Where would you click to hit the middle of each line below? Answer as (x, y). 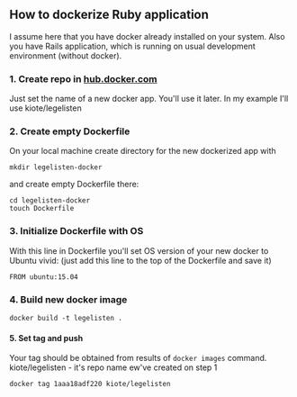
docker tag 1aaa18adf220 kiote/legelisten (90, 384)
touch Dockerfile (42, 209)
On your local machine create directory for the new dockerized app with (143, 151)
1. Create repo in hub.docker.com (83, 78)
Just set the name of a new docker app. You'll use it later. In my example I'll (149, 99)
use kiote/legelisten (46, 108)
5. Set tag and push (46, 338)
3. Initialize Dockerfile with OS (76, 231)
